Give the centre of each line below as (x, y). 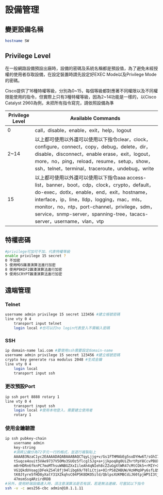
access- (137, 178)
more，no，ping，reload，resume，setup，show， (94, 161)
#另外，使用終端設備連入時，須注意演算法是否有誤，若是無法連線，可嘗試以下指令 (75, 484)
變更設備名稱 (24, 29)
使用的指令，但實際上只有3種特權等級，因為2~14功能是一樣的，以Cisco (85, 97)
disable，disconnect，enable (68, 154)
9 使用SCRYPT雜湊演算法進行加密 (34, 274)
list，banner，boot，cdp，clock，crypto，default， (94, 185)
